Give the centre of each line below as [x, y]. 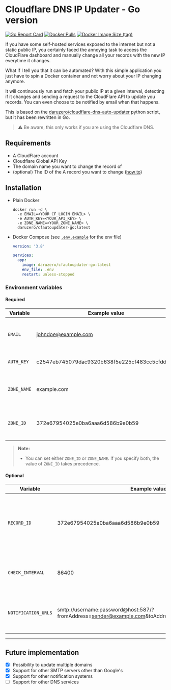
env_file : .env [38, 270]
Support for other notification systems [53, 676]
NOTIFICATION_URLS [30, 613]
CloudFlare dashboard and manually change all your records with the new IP [85, 55]
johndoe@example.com [65, 334]
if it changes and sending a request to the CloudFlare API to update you [80, 96]
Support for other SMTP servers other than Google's [68, 671]
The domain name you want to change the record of [67, 166]
